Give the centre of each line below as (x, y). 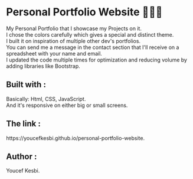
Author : (22, 156)
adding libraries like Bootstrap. (43, 66)
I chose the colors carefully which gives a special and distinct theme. (90, 34)
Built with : (26, 85)
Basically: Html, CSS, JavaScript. (46, 99)
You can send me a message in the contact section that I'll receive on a (93, 47)
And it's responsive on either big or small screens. (67, 105)
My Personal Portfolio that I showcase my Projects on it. (74, 28)
